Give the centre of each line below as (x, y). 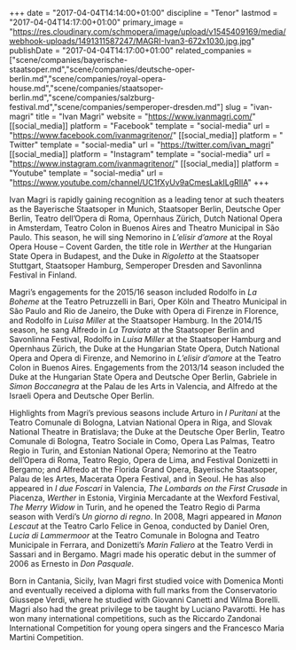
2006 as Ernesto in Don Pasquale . (72, 564)
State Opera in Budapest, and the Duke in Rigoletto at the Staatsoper (134, 256)
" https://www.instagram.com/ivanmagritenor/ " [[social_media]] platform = (144, 164)
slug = (236, 107)
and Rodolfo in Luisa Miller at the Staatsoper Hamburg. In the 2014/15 (136, 320)
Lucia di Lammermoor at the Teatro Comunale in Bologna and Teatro (134, 535)
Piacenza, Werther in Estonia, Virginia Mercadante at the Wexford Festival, (145, 497)
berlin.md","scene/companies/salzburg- (82, 98)
